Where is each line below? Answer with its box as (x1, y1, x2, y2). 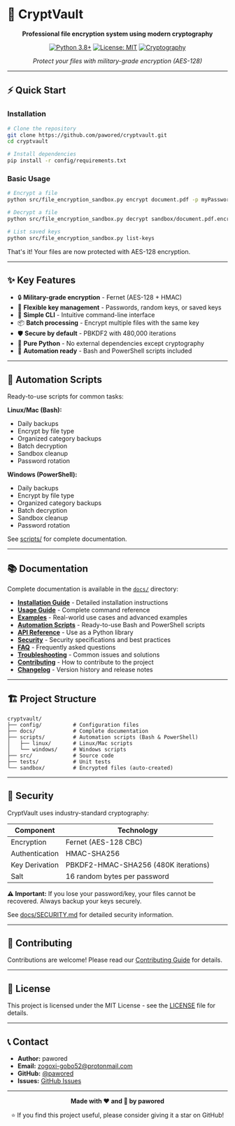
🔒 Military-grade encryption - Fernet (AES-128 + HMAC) (17, 293, 183, 302)
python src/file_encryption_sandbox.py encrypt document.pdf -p (7, 196, 199, 203)
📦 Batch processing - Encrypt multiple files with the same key (17, 319, 199, 327)
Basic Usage (7, 173, 51, 183)
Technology (117, 825, 159, 835)
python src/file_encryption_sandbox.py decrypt (7, 215, 149, 222)
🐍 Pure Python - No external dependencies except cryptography (17, 340, 205, 348)
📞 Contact (7, 1035, 49, 1047)
